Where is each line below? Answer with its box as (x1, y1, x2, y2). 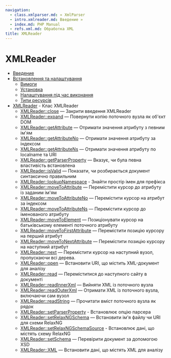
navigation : (5, 7, 31, 13)
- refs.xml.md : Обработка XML (10, 27, 74, 32)
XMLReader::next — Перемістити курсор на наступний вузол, (20, 249, 154, 255)
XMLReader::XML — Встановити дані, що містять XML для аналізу (20, 347, 163, 353)
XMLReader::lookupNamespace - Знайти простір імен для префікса (20, 178, 165, 184)
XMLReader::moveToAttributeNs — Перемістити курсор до (20, 205, 146, 212)
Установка (20, 86, 43, 92)
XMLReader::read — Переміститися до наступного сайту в (20, 271, 147, 277)
